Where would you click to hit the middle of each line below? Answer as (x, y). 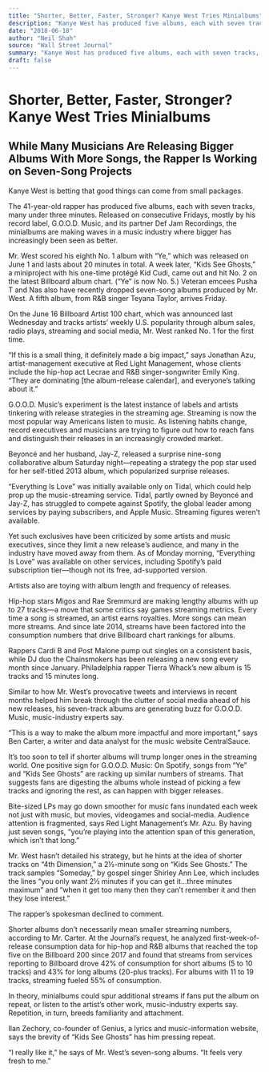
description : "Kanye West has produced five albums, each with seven (127, 23)
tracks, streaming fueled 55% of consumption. (85, 980)
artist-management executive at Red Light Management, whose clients (125, 363)
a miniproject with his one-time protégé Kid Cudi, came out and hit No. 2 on (133, 272)
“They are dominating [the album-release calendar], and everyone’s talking (132, 380)
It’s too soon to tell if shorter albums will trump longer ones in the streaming (133, 757)
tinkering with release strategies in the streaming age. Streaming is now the (132, 412)
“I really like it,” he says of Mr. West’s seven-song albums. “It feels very (125, 1052)
